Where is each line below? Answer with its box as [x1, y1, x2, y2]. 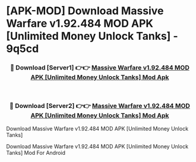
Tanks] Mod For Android [6, 149, 66, 156]
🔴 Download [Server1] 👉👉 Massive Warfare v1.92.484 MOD [10, 63, 190, 72]
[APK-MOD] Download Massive [6, 4, 164, 18]
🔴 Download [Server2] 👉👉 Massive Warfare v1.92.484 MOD [10, 102, 190, 110]
